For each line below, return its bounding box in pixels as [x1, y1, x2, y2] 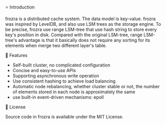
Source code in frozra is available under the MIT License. [5, 114, 124, 119]
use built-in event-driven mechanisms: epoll [12, 94, 104, 100]
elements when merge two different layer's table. [5, 42, 107, 48]
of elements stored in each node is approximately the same [12, 89, 136, 95]
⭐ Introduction [5, 4, 35, 10]
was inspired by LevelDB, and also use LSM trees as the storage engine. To [5, 21, 161, 27]
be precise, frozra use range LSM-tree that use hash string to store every [5, 27, 157, 32]
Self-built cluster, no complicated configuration [12, 62, 111, 68]
